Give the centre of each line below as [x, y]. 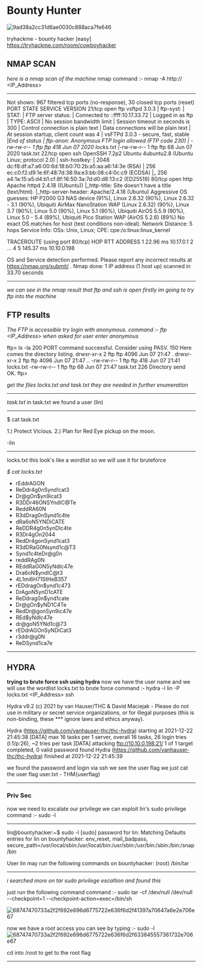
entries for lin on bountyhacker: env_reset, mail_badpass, [77, 839]
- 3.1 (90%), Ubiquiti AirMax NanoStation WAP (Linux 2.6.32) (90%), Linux [98, 204]
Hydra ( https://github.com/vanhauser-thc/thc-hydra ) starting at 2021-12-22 [100, 731]
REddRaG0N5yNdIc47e [44, 566]
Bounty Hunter [44, 11]
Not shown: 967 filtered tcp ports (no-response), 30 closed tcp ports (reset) [101, 102]
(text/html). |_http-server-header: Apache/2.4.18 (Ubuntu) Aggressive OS [97, 191]
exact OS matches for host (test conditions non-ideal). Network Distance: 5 [100, 224]
